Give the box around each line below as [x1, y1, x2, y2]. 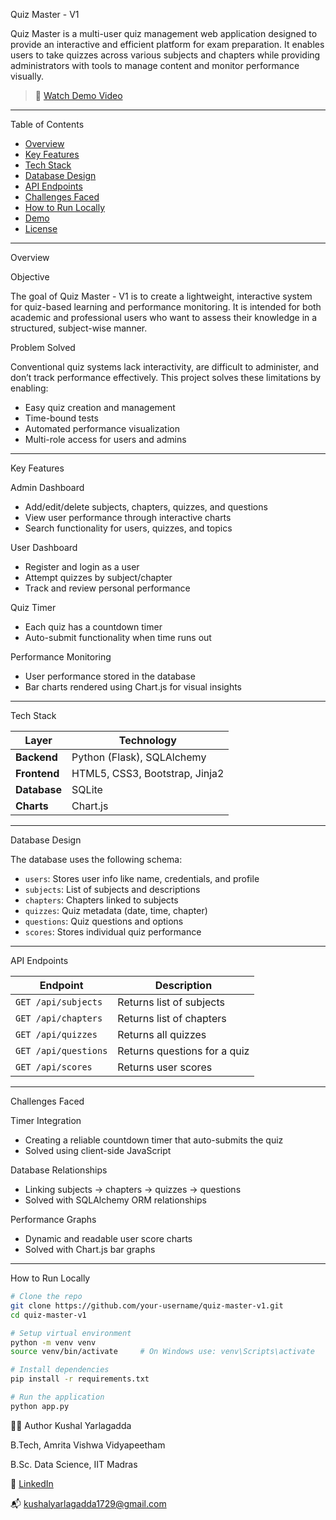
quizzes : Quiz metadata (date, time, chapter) [24, 905, 208, 916]
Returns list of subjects [117, 995, 225, 1009]
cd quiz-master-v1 [10, 1310, 87, 1320]
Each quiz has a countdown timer [24, 621, 163, 633]
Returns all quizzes [117, 1028, 207, 1041]
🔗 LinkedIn [10, 1477, 54, 1489]
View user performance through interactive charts [24, 512, 232, 523]
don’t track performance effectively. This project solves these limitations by [10, 372, 322, 383]
